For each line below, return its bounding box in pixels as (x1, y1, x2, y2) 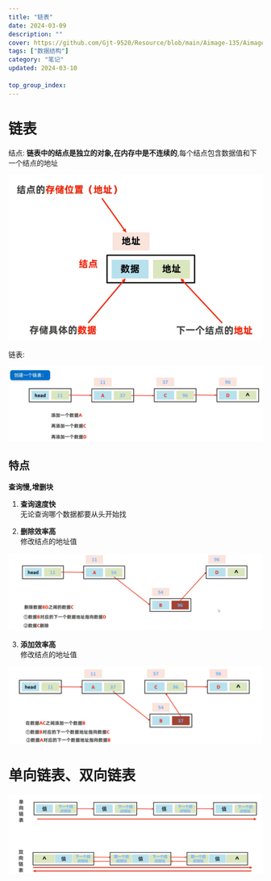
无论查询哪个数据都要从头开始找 (19, 509, 127, 519)
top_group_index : (8, 81, 67, 89)
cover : (8, 39, 31, 47)
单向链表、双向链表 (8, 766, 136, 785)
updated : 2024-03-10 (8, 65, 78, 73)
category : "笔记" (8, 56, 65, 64)
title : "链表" (8, 13, 54, 21)
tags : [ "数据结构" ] (8, 47, 69, 56)
